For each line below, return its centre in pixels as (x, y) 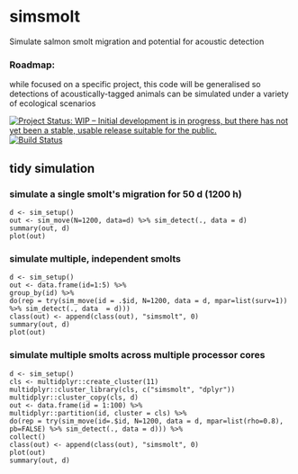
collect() (28, 437)
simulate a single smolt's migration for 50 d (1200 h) (126, 193)
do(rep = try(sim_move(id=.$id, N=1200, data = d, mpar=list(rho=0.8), (146, 421)
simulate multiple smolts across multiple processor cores (137, 355)
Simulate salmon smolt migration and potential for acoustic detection (137, 41)
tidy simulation (52, 168)
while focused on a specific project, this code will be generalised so (135, 85)
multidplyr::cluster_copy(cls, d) (74, 398)
